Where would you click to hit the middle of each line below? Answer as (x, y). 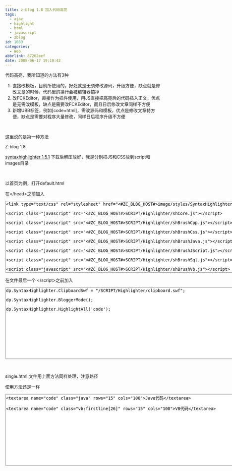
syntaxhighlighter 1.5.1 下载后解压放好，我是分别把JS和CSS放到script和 (78, 157)
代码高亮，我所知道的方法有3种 (37, 75)
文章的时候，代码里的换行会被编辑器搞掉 (58, 92)
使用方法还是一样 (23, 387)
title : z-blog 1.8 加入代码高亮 (36, 10)
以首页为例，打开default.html (35, 183)
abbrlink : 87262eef (25, 56)
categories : (17, 47)
